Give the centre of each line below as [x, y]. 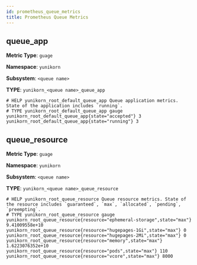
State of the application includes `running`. [64, 106]
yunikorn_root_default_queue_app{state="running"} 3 [72, 122]
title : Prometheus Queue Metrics [47, 17]
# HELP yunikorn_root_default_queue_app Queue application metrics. [92, 101]
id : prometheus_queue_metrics [43, 12]
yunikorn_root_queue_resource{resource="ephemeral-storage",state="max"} [99, 220]
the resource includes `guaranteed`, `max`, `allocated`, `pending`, [94, 205]
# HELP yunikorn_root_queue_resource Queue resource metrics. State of [96, 199]
